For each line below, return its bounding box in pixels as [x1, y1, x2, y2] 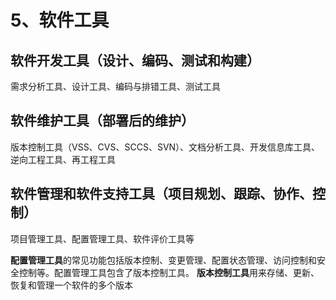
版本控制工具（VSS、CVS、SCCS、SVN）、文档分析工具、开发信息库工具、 [10, 141, 321, 153]
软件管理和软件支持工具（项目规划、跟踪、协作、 [10, 186, 313, 203]
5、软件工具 [10, 9, 110, 32]
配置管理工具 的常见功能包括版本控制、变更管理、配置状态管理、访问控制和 [10, 254, 317, 266]
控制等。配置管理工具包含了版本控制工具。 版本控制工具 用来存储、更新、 [18, 266, 320, 278]
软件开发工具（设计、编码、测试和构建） [10, 52, 260, 69]
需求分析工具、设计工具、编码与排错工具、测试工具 [10, 81, 221, 92]
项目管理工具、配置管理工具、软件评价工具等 [10, 232, 195, 245]
